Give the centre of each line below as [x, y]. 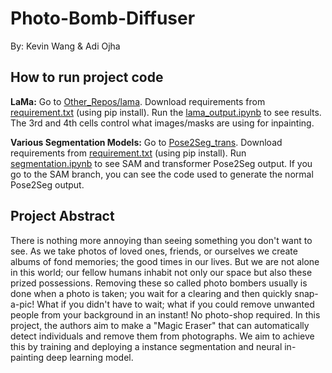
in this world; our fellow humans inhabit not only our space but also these [161, 272]
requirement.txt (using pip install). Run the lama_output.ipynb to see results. [166, 112]
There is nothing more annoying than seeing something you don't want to [161, 240]
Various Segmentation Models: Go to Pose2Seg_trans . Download [146, 142]
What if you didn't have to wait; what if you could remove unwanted [175, 304]
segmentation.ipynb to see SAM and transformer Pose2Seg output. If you [161, 163]
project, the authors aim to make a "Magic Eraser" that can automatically [160, 325]
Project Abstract [62, 216]
